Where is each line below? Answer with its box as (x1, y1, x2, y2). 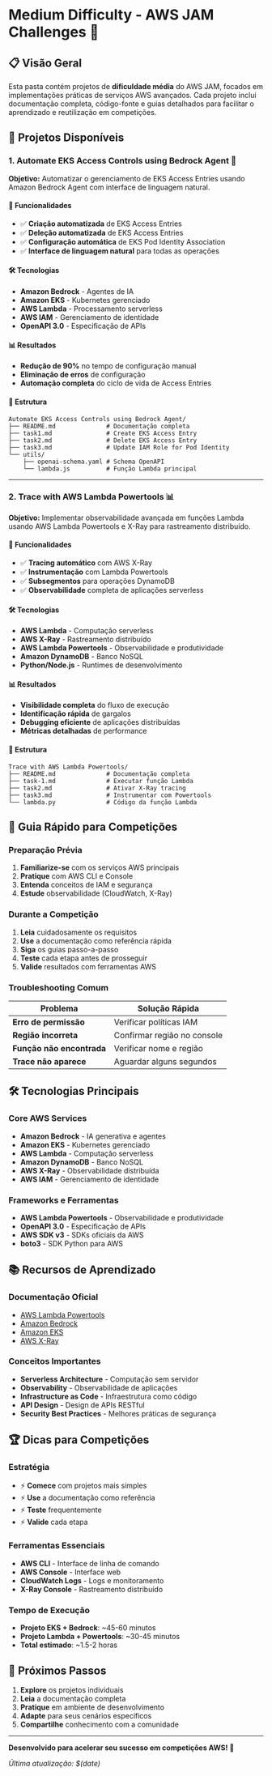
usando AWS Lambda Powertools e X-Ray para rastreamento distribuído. (8, 521, 251, 531)
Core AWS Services (8, 1113, 87, 1124)
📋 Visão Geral (8, 56, 83, 70)
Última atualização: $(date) (8, 1758, 101, 1768)
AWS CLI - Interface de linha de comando (19, 1558, 159, 1568)
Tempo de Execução (8, 1604, 91, 1616)
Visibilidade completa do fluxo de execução (19, 701, 170, 710)
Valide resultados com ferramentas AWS (19, 961, 156, 971)
